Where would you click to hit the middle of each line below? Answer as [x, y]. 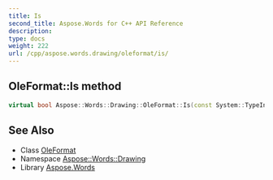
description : [30, 31]
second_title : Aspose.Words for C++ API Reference [96, 24]
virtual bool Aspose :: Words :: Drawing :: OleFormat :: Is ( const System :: [127, 105]
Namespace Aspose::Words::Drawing [83, 158]
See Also [31, 131]
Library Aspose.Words [58, 167]
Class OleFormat [48, 150]
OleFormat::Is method [65, 86]
